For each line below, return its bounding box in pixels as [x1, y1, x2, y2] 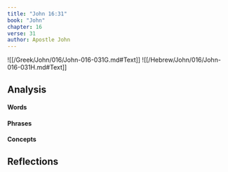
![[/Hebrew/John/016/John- [142, 55, 221, 64]
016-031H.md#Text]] [7, 63, 67, 72]
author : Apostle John [7, 37, 71, 44]
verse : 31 [7, 29, 36, 37]
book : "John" [7, 17, 46, 24]
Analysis [7, 84, 47, 95]
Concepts [7, 135, 36, 144]
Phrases [7, 119, 32, 127]
